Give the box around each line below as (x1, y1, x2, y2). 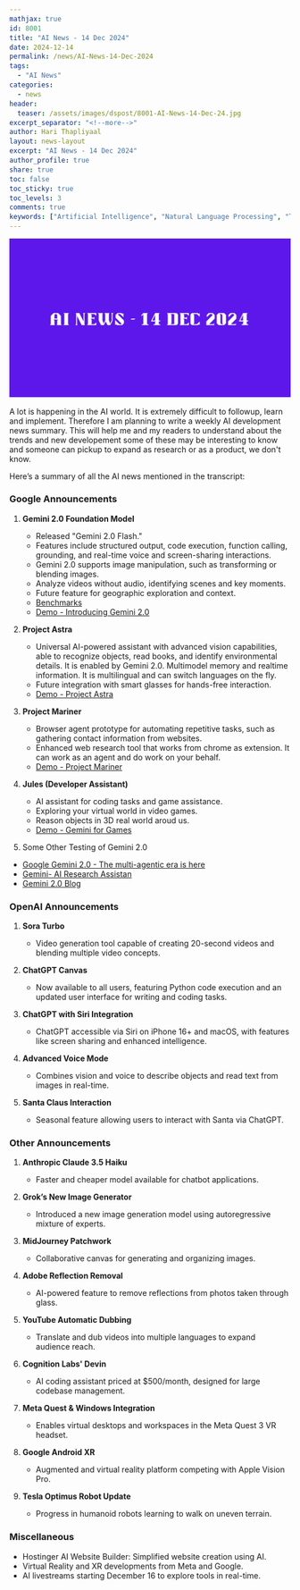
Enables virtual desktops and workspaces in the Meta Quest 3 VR (35, 1420, 277, 1431)
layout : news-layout (9, 137, 87, 147)
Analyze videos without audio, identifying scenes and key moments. (35, 577, 287, 589)
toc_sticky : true (9, 184, 74, 193)
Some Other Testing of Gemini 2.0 (21, 841, 148, 853)
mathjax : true (9, 14, 62, 23)
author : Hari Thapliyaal (9, 128, 102, 137)
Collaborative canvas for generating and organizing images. (35, 1253, 256, 1264)
